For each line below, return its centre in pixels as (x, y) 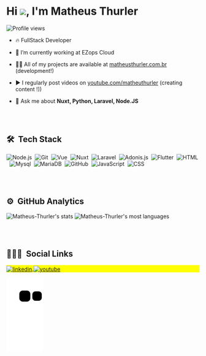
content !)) (29, 89)
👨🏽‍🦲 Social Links (40, 253)
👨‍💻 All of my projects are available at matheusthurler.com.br (91, 64)
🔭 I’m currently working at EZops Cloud (65, 52)
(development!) (34, 70)
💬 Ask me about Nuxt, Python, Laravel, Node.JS (77, 101)
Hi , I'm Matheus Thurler (72, 11)
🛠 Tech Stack (34, 139)
